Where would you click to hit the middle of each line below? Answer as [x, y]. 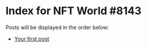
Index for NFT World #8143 [73, 11]
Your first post [32, 39]
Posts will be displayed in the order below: [57, 27]
